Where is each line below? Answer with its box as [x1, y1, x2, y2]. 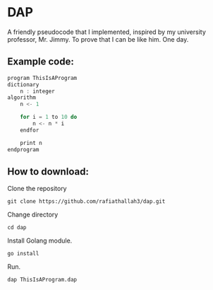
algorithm [7, 94, 37, 101]
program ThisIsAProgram [7, 74, 78, 81]
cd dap [7, 224, 27, 231]
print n [20, 139, 42, 146]
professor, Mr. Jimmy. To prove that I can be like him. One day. [7, 35, 189, 43]
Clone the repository [7, 185, 67, 193]
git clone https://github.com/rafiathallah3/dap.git [7, 198, 166, 205]
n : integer [20, 88, 55, 95]
